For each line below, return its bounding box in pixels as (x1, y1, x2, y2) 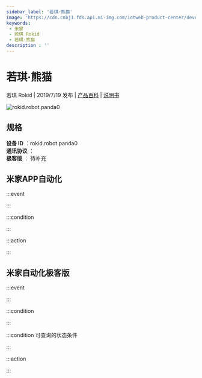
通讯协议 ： (6, 147, 34, 154)
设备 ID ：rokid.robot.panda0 (6, 139, 78, 146)
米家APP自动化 (6, 174, 62, 184)
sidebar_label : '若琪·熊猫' (6, 8, 73, 15)
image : (6, 14, 23, 20)
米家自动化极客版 (6, 268, 70, 278)
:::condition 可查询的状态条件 (6, 332, 78, 339)
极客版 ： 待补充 (6, 154, 46, 162)
